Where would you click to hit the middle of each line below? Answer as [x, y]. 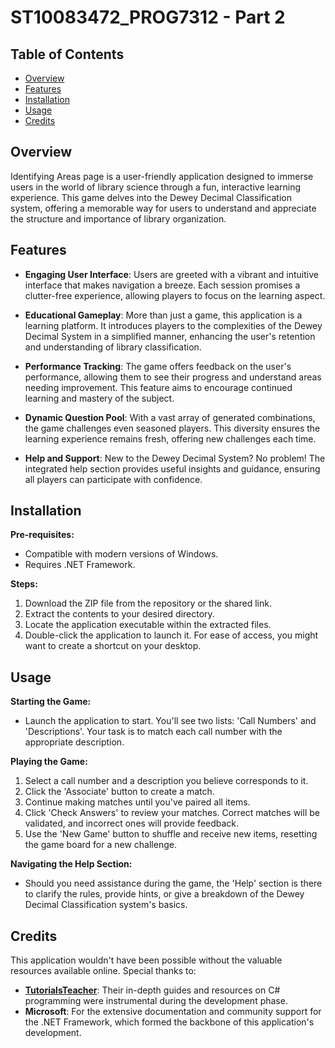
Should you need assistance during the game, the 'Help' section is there [173, 883]
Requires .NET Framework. [80, 565]
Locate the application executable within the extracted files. [148, 625]
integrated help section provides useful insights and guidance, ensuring [172, 468]
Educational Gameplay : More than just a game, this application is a [163, 315]
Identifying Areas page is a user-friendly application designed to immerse [162, 176]
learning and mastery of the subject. [99, 398]
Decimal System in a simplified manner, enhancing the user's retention [170, 336]
